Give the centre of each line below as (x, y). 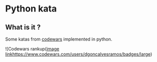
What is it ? (23, 27)
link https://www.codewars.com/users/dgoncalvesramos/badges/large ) (79, 54)
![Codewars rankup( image (32, 49)
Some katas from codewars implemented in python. (59, 39)
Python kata (31, 9)
